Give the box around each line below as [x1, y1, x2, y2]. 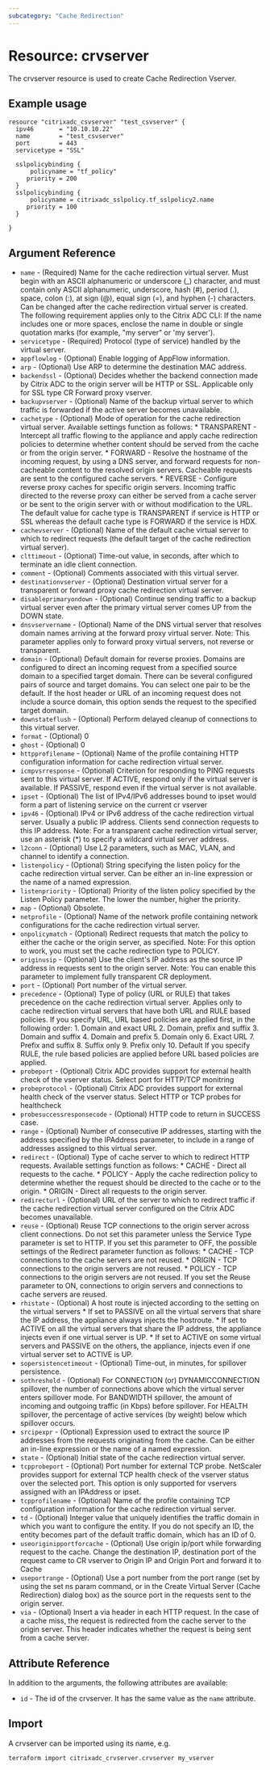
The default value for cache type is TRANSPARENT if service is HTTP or [19, 508, 260, 518]
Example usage [8, 96, 87, 110]
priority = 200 [26, 175, 78, 183]
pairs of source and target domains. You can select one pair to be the [19, 680, 251, 689]
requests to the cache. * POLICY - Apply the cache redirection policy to [19, 1169, 258, 1179]
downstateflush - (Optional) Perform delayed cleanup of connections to [19, 714, 258, 724]
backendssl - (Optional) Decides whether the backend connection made [19, 371, 259, 381]
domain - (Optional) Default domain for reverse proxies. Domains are [19, 654, 246, 664]
